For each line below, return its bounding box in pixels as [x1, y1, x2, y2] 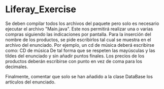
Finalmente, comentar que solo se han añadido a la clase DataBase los [5, 73, 153, 79]
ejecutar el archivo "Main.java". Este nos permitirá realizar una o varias [5, 25, 153, 32]
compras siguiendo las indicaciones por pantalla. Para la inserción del [5, 31, 151, 37]
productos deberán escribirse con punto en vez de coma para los [5, 58, 142, 64]
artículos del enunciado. [5, 79, 56, 85]
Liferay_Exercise [5, 4, 76, 15]
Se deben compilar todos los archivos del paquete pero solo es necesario [5, 20, 159, 26]
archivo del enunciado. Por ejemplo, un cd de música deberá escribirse [5, 42, 155, 48]
